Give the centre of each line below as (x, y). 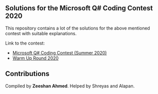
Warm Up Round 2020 (35, 58)
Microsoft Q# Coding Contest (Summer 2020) (59, 52)
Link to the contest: (25, 43)
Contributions (27, 74)
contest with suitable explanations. (41, 33)
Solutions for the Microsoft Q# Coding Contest (79, 8)
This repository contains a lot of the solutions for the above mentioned (77, 28)
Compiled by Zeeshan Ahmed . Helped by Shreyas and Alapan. (70, 86)
